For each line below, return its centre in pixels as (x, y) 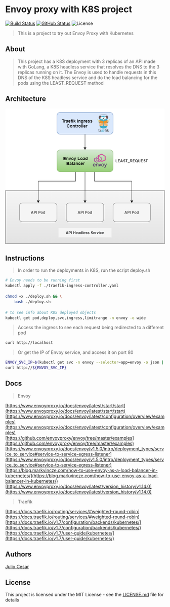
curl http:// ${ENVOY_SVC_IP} (36, 368)
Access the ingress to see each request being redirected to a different (91, 328)
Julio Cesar (17, 566)
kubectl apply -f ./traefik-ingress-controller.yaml (62, 286)
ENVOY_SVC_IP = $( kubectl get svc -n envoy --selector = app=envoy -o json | (85, 363)
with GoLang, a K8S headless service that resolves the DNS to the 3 (89, 66)
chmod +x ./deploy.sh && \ (34, 297)
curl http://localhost (29, 343)
